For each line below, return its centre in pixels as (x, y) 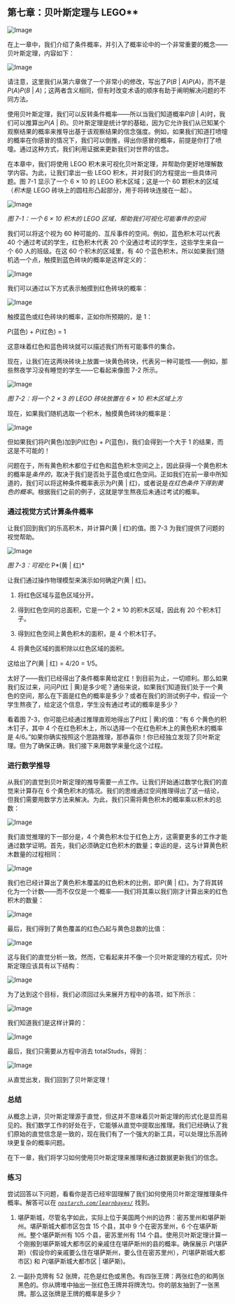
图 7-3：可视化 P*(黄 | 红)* (46, 565)
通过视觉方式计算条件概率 (50, 511)
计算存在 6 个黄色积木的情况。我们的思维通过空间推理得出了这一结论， (121, 791)
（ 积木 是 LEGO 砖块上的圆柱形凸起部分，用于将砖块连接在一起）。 (101, 190)
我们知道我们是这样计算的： (47, 1023)
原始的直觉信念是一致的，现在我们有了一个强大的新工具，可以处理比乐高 (117, 1134)
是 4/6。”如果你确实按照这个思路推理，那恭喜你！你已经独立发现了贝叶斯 (111, 737)
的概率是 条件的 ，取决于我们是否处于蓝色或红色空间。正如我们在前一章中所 (114, 474)
